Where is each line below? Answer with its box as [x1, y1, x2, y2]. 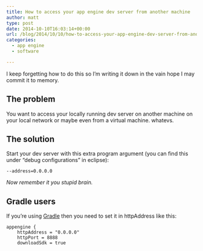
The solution [6, 134, 55, 144]
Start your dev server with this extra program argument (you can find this [6, 150, 188, 157]
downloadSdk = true [17, 240, 66, 246]
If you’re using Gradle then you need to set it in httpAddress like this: [6, 212, 177, 220]
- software [11, 48, 39, 54]
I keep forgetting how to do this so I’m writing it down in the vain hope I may [6, 70, 195, 77]
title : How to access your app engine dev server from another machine [6, 8, 190, 15]
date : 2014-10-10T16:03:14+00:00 [6, 25, 91, 32]
